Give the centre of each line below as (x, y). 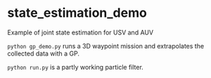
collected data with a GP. (43, 53)
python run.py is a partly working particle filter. (76, 67)
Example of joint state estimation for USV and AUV (80, 32)
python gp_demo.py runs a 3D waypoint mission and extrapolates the (106, 46)
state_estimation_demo (77, 13)
